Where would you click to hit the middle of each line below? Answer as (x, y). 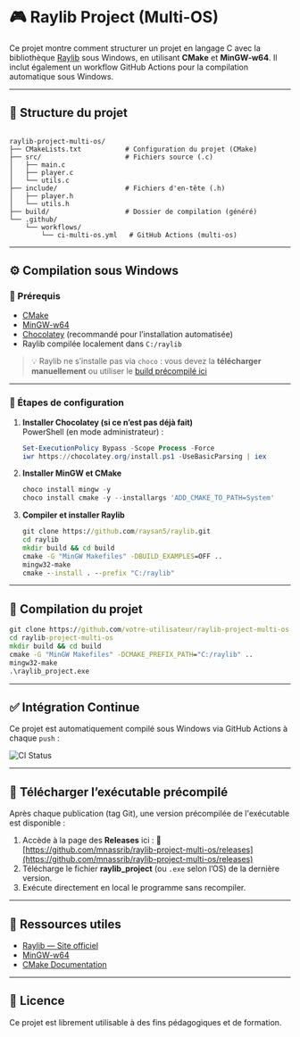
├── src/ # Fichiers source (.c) (112, 157)
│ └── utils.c (39, 180)
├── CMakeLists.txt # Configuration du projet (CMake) (133, 149)
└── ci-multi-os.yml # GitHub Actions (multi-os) (140, 235)
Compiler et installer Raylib (73, 515)
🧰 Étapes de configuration (67, 402)
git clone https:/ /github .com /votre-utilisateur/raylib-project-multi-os (150, 630)
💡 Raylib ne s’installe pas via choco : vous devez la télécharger (146, 361)
